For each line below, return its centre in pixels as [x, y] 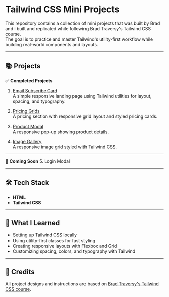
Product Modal [28, 126]
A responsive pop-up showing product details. [61, 132]
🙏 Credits [20, 272]
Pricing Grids [26, 111]
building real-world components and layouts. [52, 44]
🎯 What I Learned [33, 223]
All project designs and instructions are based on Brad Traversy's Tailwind [82, 284]
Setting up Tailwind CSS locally [45, 235]
